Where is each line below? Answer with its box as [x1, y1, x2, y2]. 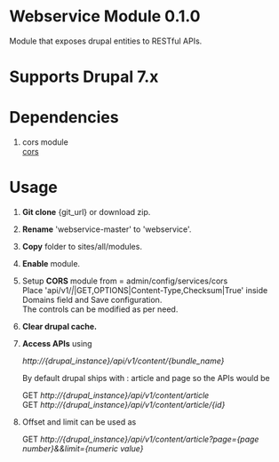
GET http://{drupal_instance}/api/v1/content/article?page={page [21, 434, 259, 444]
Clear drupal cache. [21, 322, 98, 331]
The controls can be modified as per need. [21, 304, 179, 315]
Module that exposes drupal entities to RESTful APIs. [9, 36, 203, 46]
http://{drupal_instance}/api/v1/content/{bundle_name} [21, 355, 225, 366]
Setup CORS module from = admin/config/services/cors [21, 275, 228, 286]
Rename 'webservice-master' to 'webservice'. [21, 224, 192, 235]
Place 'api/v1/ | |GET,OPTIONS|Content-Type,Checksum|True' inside [21, 285, 268, 295]
